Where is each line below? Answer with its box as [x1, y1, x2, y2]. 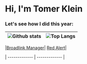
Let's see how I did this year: [5, 21, 73, 27]
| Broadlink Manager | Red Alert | [5, 45, 67, 51]
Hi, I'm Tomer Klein [5, 3, 83, 14]
